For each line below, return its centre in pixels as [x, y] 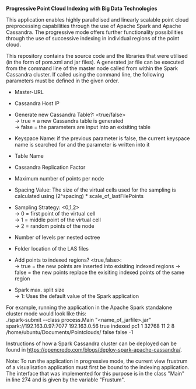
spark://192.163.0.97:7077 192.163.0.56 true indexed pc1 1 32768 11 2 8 [90, 326]
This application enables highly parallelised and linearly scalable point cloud [97, 20]
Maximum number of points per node [59, 178]
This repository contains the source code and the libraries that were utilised [97, 56]
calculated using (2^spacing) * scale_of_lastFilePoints [79, 196]
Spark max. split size [39, 290]
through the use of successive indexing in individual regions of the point [93, 38]
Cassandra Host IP [37, 103]
